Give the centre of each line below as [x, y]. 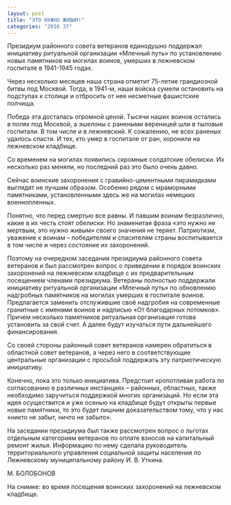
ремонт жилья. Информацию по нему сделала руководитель [97, 446]
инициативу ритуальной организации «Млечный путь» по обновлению [111, 288]
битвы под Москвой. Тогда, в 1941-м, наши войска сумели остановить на [115, 89]
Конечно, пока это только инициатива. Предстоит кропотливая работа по [116, 381]
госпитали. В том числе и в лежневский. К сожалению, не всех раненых [114, 131]
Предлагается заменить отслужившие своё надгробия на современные [114, 303]
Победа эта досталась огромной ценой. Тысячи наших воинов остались [114, 117]
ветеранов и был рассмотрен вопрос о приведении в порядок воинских [114, 266]
